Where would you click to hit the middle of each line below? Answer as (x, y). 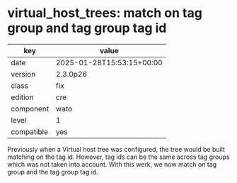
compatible (29, 131)
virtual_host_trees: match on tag (105, 13)
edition (22, 97)
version (23, 74)
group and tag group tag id (87, 28)
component (30, 109)
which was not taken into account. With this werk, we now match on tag (112, 164)
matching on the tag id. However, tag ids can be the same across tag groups (118, 157)
